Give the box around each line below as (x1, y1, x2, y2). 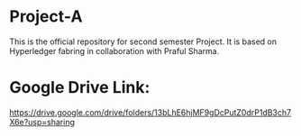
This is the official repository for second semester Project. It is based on (9, 36, 278, 47)
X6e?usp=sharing (9, 116, 75, 127)
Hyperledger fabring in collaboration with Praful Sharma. (9, 45, 220, 56)
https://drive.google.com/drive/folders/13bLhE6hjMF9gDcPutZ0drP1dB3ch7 (9, 106, 291, 118)
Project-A (9, 6, 83, 27)
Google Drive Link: (9, 77, 150, 98)
